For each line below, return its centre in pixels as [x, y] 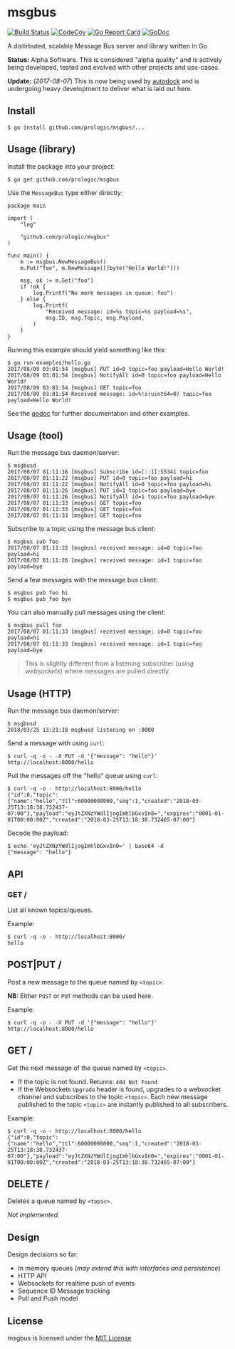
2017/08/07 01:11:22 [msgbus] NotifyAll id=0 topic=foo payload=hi [110, 485]
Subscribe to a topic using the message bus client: [82, 529]
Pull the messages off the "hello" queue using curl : [83, 776]
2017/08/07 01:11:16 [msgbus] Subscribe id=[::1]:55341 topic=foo [108, 472]
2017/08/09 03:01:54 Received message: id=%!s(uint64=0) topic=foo [110, 394]
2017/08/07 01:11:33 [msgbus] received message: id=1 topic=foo [105, 644]
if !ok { [33, 287]
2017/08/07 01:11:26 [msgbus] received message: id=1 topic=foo [105, 561]
